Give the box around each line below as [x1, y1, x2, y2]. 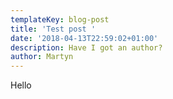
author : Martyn [10, 52, 74, 62]
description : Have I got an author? [10, 42, 163, 53]
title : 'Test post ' [10, 24, 97, 34]
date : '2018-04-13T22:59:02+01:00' [10, 33, 159, 43]
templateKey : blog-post [10, 14, 110, 25]
